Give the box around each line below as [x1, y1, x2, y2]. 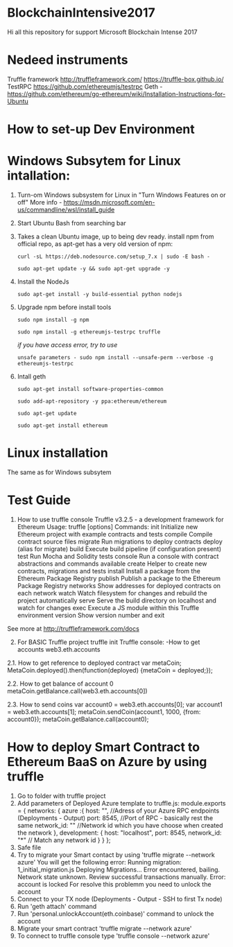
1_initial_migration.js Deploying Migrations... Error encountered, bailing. [17, 865, 221, 874]
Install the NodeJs [17, 277, 69, 286]
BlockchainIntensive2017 [7, 5, 156, 21]
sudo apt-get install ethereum [17, 422, 108, 429]
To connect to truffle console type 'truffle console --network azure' [17, 931, 210, 940]
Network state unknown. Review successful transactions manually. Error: [17, 872, 226, 881]
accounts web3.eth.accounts [17, 645, 101, 653]
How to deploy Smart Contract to [7, 740, 200, 755]
